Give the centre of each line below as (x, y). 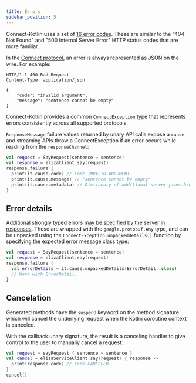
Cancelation (29, 298)
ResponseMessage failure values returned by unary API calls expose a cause (95, 134)
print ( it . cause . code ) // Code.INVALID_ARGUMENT (71, 174)
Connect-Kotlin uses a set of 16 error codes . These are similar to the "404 (95, 34)
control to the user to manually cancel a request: (65, 342)
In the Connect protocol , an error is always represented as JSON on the (92, 58)
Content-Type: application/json (45, 80)
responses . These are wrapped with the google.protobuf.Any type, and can (97, 229)
